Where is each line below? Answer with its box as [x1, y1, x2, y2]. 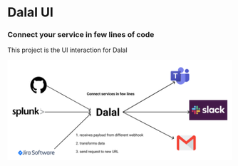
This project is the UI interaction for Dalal [7, 46, 128, 54]
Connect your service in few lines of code [7, 30, 155, 40]
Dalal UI [7, 4, 53, 21]
